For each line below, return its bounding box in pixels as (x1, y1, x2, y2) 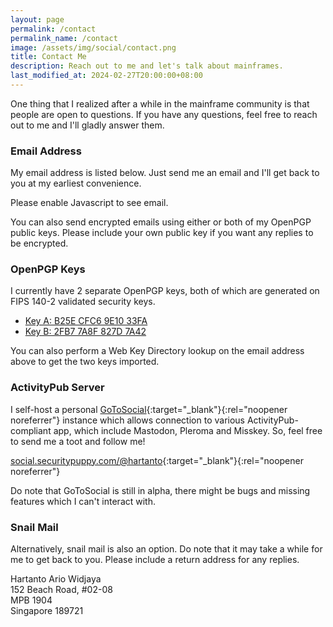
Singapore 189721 (10, 605, 84, 617)
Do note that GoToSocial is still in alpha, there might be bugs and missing (10, 484, 311, 496)
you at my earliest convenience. (10, 177, 142, 190)
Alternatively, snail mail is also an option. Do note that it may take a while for (10, 543, 323, 555)
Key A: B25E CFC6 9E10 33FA (24, 315, 148, 327)
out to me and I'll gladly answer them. (10, 119, 165, 131)
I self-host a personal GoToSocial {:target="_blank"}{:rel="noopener (10, 403, 288, 415)
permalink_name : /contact (10, 33, 118, 43)
